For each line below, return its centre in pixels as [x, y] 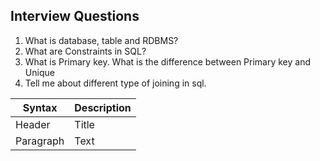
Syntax [40, 107]
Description [103, 107]
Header [33, 124]
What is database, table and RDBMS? [101, 40]
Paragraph [40, 141]
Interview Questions [75, 16]
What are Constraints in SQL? [85, 51]
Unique [39, 72]
